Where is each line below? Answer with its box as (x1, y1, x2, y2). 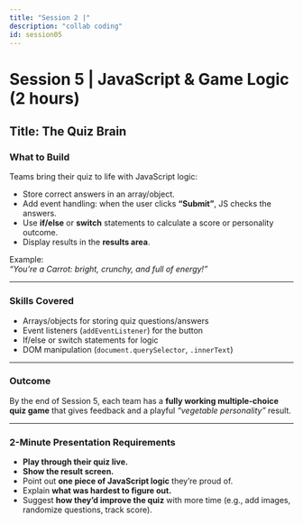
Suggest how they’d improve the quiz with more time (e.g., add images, (22, 495, 291, 506)
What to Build (9, 151, 70, 163)
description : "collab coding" (9, 22, 124, 31)
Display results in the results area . (22, 236, 151, 248)
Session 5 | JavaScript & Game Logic (9, 69, 289, 89)
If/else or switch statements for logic (22, 335, 160, 345)
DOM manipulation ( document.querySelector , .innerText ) (22, 344, 234, 354)
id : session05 (9, 30, 63, 39)
